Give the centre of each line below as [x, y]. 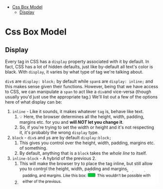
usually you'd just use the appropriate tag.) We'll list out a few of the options [81, 97]
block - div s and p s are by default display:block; [62, 138]
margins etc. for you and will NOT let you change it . [72, 122]
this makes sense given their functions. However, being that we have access [81, 86]
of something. [33, 148]
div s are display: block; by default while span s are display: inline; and [79, 81]
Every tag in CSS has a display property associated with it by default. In [77, 61]
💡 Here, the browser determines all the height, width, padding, [82, 117]
